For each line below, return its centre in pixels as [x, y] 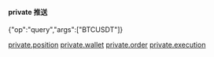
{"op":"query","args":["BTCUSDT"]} [66, 30]
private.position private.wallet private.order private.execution [107, 45]
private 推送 [28, 12]
